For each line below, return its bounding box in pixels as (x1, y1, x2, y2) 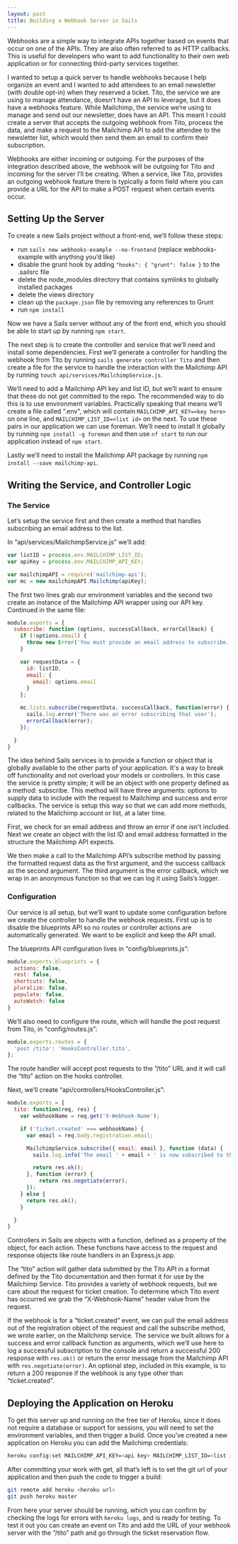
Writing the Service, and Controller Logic (7, 479, 192, 491)
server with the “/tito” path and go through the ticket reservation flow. (7, 1528, 210, 1537)
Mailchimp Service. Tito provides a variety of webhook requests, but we (7, 1280, 217, 1289)
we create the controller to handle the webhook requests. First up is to (7, 915, 212, 924)
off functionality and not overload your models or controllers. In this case (7, 771, 220, 780)
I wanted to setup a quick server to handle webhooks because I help (7, 72, 207, 82)
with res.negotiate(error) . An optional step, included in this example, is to (7, 1362, 227, 1370)
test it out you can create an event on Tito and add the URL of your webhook (7, 1521, 231, 1529)
